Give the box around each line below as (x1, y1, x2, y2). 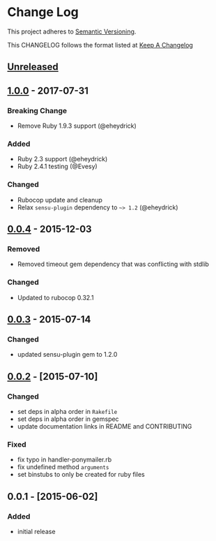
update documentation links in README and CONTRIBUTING (17, 422, 192, 430)
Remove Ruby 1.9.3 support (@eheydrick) (17, 121, 137, 130)
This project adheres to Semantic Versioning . (7, 27, 137, 36)
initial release (17, 527, 56, 535)
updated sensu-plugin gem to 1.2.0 (17, 350, 118, 359)
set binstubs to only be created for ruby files (17, 470, 145, 479)
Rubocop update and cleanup (17, 195, 103, 204)
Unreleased (7, 61, 59, 73)
